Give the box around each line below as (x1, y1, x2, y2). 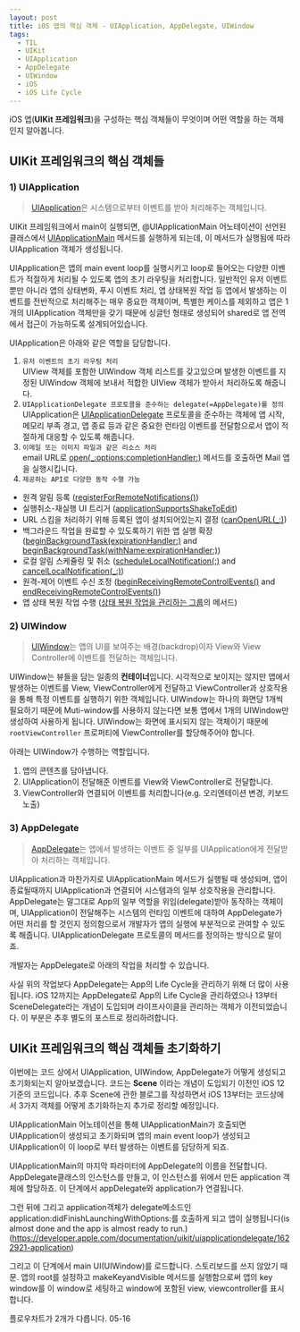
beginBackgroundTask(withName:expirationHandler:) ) (21, 545, 221, 556)
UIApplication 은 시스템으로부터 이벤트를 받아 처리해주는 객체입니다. (30, 202, 268, 213)
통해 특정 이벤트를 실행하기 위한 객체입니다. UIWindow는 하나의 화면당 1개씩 (18, 694, 284, 705)
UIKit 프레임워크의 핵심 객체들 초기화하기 (9, 1041, 221, 1056)
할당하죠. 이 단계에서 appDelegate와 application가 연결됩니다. (25, 1183, 244, 1193)
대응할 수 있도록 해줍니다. (46, 431, 135, 443)
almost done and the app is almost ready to (9, 1223, 169, 1234)
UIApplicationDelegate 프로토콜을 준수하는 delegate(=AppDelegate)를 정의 (21, 400, 284, 410)
